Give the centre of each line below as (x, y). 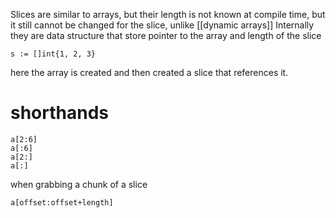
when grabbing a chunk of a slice (79, 184)
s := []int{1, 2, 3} (53, 54)
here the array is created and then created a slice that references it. (149, 72)
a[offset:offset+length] (62, 202)
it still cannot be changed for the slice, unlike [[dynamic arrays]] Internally (162, 25)
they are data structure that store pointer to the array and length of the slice (166, 35)
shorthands (60, 113)
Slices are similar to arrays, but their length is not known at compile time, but (168, 14)
